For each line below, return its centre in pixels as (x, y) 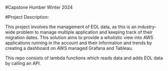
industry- (147, 27)
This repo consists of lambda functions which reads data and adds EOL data (84, 58)
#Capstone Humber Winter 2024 (39, 7)
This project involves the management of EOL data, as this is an (71, 27)
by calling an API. (23, 63)
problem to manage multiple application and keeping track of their (85, 32)
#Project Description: (27, 17)
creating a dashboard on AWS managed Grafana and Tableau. (69, 48)
